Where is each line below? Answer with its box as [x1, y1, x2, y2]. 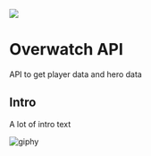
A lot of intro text [9, 118, 71, 129]
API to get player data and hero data [9, 68, 143, 80]
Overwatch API [9, 39, 123, 60]
